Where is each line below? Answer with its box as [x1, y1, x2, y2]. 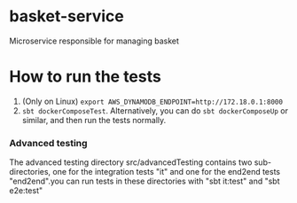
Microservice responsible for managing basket [9, 35, 180, 46]
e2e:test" [9, 185, 43, 196]
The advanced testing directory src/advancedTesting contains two [9, 157, 253, 168]
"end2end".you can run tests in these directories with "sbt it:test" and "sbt [9, 176, 280, 187]
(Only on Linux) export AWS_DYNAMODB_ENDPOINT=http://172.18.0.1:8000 [21, 96, 284, 106]
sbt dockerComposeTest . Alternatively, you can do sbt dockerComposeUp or [21, 105, 288, 116]
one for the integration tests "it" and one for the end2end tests [52, 167, 281, 177]
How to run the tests [9, 66, 161, 87]
